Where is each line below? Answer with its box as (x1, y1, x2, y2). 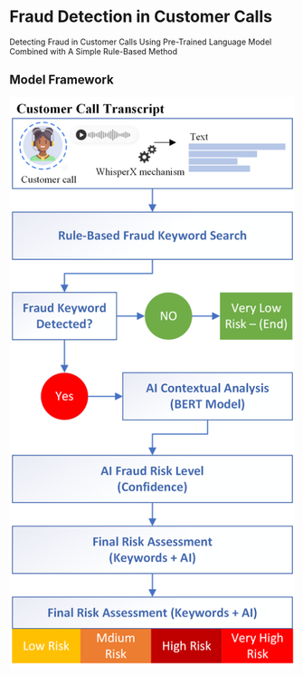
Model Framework (9, 72, 115, 88)
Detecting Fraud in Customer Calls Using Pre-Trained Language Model (9, 36, 272, 47)
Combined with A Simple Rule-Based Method (9, 45, 178, 56)
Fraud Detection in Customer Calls (9, 6, 273, 27)
